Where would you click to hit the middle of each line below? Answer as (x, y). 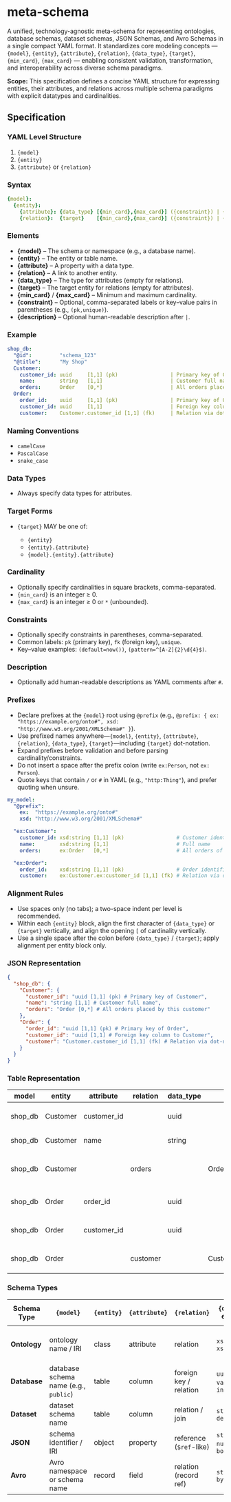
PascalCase (33, 453)
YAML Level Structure (44, 137)
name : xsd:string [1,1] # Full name (115, 844)
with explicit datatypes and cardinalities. (64, 96)
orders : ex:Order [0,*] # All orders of (121, 850)
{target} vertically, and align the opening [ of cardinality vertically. (112, 930)
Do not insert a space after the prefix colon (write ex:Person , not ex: (113, 765)
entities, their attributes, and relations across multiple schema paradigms (110, 88)
